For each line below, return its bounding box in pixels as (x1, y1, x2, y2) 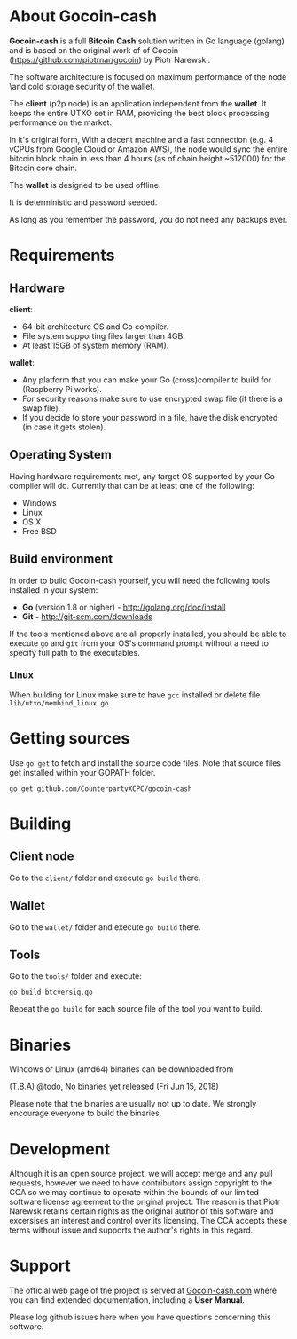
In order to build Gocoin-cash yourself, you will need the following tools (9, 575, 270, 586)
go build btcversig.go (9, 988, 93, 997)
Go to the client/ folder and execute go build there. (9, 872, 201, 883)
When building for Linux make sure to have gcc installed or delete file (9, 689, 261, 700)
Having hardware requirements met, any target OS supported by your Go (9, 470, 275, 481)
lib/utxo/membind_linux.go (9, 698, 109, 707)
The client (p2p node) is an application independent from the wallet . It (9, 98, 267, 108)
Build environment (9, 552, 113, 567)
